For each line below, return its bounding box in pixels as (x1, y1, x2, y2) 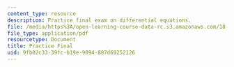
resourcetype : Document (7, 36, 77, 43)
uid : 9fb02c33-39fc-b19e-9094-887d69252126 (7, 50, 136, 57)
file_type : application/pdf (7, 29, 89, 37)
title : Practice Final (7, 43, 73, 50)
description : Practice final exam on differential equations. (7, 17, 192, 24)
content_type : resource (7, 10, 77, 17)
